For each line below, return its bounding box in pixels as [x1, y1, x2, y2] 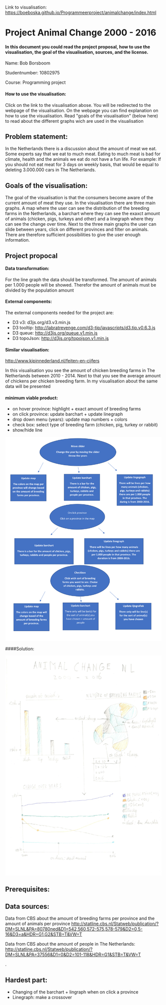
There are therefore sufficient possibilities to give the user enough [5, 232, 141, 238]
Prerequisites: [5, 885, 50, 894]
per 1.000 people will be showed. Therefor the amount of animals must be [5, 282, 157, 288]
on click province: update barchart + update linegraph [12, 411, 123, 417]
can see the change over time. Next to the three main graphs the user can [5, 221, 157, 227]
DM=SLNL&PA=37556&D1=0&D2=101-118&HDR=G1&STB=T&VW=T [5, 952, 141, 958]
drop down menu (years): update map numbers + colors [12, 416, 128, 422]
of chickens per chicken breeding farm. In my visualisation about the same [5, 378, 158, 384]
